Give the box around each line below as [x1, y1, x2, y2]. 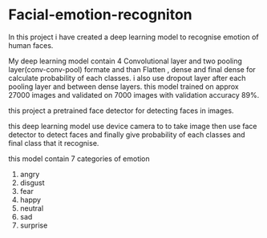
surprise [19, 220, 48, 230]
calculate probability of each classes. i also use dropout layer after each [8, 73, 246, 83]
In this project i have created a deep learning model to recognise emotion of [8, 32, 259, 42]
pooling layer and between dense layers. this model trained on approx [8, 82, 239, 91]
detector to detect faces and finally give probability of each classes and [8, 130, 246, 139]
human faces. [8, 40, 54, 50]
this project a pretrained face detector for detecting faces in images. [8, 106, 234, 115]
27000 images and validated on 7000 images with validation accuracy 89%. [8, 90, 260, 99]
